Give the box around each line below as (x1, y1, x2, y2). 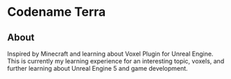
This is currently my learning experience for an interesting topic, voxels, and (7, 57, 225, 65)
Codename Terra (7, 4, 106, 20)
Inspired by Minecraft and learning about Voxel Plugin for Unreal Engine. (7, 49, 214, 58)
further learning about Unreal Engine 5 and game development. (7, 65, 189, 72)
